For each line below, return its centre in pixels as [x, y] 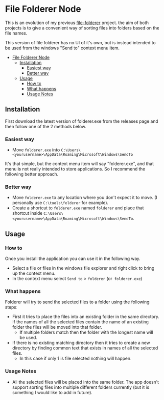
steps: [11, 307]
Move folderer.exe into [36, 150]
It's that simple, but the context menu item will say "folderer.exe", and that [80, 164]
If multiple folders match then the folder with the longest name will [86, 332]
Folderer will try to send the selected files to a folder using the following [77, 302]
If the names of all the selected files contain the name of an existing [81, 322]
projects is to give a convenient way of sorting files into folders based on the [82, 28]
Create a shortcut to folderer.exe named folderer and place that [78, 208]
